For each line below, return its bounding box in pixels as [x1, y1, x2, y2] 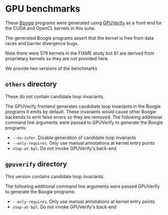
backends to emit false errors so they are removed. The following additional [5, 114, 162, 120]
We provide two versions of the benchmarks [5, 65, 97, 71]
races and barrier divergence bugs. [5, 40, 79, 46]
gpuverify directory [5, 160, 67, 168]
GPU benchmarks [5, 3, 81, 15]
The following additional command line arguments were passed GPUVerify [5, 183, 160, 189]
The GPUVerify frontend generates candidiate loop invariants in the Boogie [5, 103, 161, 109]
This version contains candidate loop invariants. [5, 173, 105, 180]
